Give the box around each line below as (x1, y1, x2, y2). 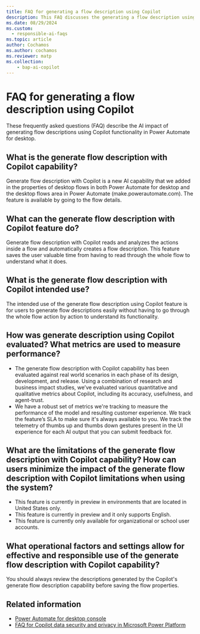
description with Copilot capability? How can (6, 454, 177, 465)
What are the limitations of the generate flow (6, 445, 176, 455)
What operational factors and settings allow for (6, 541, 185, 551)
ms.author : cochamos (6, 48, 58, 54)
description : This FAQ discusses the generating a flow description (6, 14, 180, 20)
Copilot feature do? (6, 223, 79, 233)
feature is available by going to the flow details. (6, 196, 122, 203)
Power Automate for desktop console (14, 615, 107, 622)
